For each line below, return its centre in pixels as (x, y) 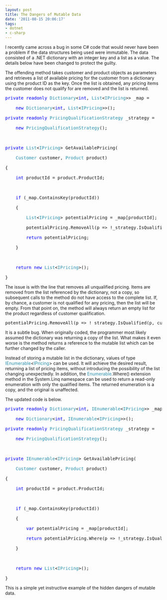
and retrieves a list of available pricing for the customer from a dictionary (80, 78)
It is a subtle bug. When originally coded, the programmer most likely (76, 332)
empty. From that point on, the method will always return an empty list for (80, 308)
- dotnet (14, 28)
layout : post (19, 10)
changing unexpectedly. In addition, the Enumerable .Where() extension (78, 374)
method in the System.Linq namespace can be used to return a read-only (80, 379)
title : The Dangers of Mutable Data (43, 14)
